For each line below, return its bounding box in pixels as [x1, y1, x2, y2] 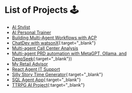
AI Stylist [11, 24, 30, 30]
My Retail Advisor [11, 61, 48, 67]
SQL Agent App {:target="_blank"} [11, 77, 81, 83]
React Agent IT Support [11, 66, 61, 72]
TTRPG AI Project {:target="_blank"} [11, 82, 85, 88]
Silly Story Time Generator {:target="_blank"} [11, 71, 103, 77]
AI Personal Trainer [11, 29, 52, 35]
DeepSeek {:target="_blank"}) [11, 55, 72, 61]
